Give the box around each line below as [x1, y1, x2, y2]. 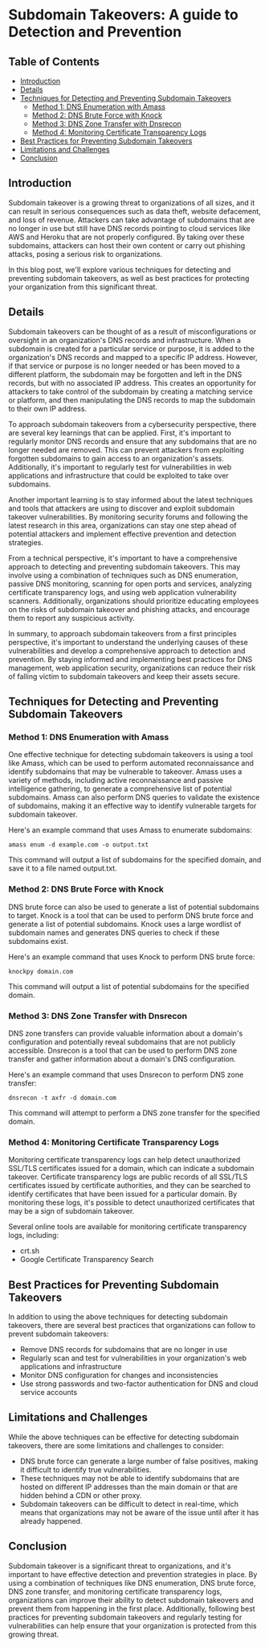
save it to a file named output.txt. [8, 863, 118, 873]
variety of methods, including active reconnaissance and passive [8, 776, 223, 785]
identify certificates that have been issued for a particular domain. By [8, 1190, 238, 1199]
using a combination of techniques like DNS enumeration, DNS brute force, [8, 1578, 256, 1587]
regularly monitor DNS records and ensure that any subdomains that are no [8, 437, 257, 446]
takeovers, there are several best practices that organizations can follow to [8, 1321, 255, 1330]
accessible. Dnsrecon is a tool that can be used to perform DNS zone [8, 1045, 238, 1055]
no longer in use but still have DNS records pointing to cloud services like [8, 223, 251, 233]
